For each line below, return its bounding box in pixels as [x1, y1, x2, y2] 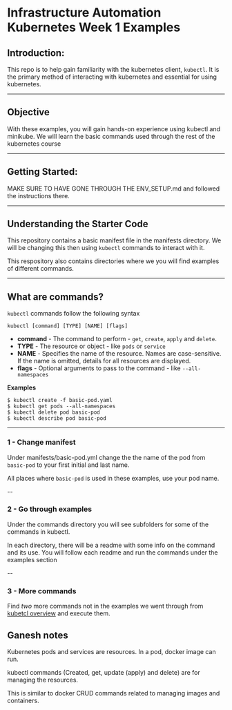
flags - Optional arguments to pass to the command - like [17, 364, 181, 372]
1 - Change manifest [7, 437, 76, 447]
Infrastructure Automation [7, 5, 162, 21]
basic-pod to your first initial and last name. [7, 461, 130, 469]
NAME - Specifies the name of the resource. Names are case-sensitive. [17, 349, 222, 358]
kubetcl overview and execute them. [7, 609, 110, 617]
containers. [7, 696, 39, 704]
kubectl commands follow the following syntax [7, 309, 140, 318]
